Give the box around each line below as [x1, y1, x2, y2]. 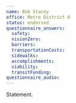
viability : [11, 63, 39, 70]
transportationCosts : [11, 47, 65, 53]
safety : [11, 31, 31, 37]
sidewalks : [11, 53, 39, 59]
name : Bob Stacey [6, 8, 49, 15]
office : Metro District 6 [6, 14, 70, 20]
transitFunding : [11, 69, 52, 75]
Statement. [6, 91, 33, 98]
